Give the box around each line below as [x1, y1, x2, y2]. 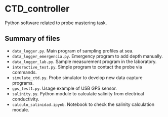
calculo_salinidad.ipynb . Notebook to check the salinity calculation [12, 101, 155, 107]
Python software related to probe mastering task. [5, 20, 107, 26]
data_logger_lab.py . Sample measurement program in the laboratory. [12, 58, 157, 65]
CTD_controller [5, 3, 70, 15]
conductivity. [12, 96, 39, 102]
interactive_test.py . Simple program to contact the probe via [12, 64, 142, 70]
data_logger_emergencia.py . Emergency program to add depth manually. [12, 53, 163, 59]
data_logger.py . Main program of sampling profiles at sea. [12, 47, 134, 53]
